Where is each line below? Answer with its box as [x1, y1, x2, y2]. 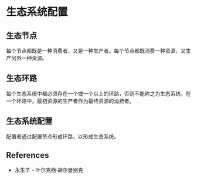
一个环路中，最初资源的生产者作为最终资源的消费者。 [6, 97, 135, 104]
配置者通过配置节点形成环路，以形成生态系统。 [6, 133, 119, 140]
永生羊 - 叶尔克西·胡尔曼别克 [14, 167, 84, 174]
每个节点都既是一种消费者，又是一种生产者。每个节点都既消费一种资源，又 [6, 48, 186, 54]
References [6, 150, 49, 160]
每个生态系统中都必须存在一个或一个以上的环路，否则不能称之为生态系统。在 [6, 90, 191, 97]
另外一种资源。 [11, 55, 47, 62]
